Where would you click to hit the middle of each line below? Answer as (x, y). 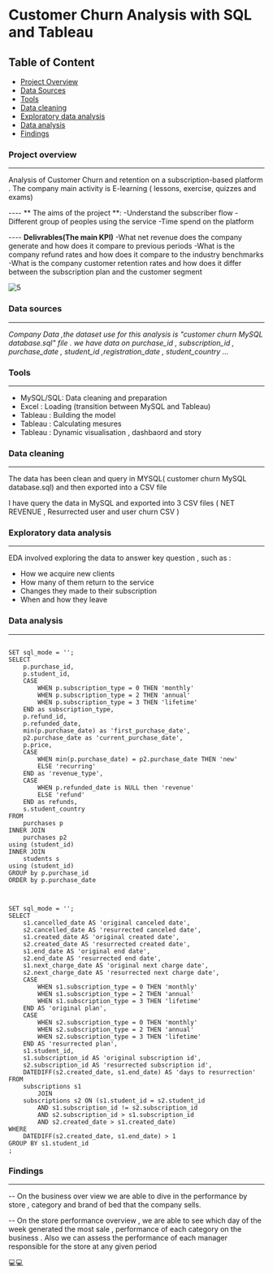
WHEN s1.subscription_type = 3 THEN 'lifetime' (119, 1001)
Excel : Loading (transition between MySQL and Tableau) (115, 406)
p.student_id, (47, 674)
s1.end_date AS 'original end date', (87, 951)
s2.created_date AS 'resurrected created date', (107, 944)
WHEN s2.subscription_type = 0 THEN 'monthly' (118, 1022)
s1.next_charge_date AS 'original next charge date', (116, 965)
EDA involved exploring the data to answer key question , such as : (120, 558)
